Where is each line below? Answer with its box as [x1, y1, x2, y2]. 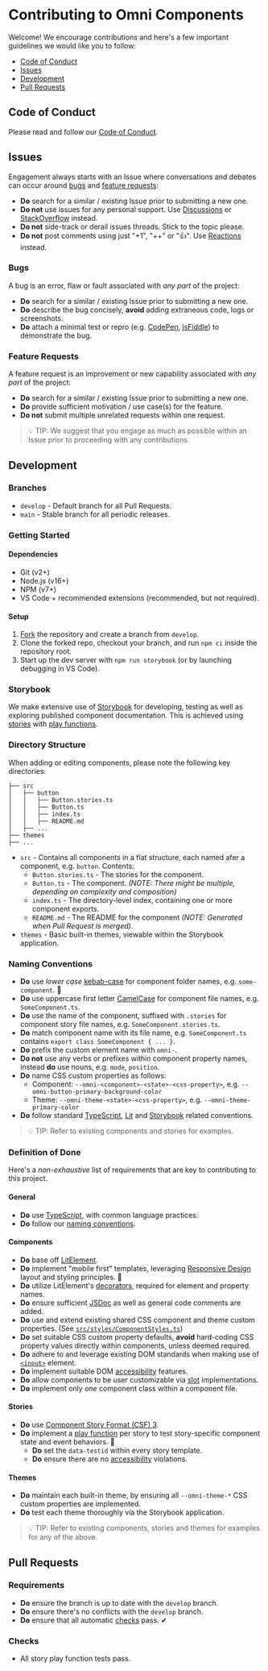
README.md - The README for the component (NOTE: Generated [31, 912, 243, 922]
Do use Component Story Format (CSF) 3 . [19, 1420, 159, 1429]
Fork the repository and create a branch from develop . [19, 630, 200, 639]
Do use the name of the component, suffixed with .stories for [19, 1011, 227, 1020]
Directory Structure [8, 739, 86, 750]
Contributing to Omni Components [8, 6, 244, 24]
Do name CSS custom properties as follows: [19, 1070, 167, 1081]
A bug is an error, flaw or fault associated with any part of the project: [8, 281, 240, 290]
